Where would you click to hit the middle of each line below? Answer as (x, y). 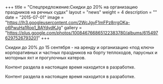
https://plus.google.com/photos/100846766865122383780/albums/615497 (82, 33)
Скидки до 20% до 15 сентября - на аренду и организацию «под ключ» (80, 47)
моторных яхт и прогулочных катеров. (45, 58)
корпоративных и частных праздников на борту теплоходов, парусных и (81, 52)
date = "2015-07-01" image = (35, 17)
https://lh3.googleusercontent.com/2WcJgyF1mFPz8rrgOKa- (69, 22)
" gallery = (71, 28)
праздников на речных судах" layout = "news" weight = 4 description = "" (81, 12)
